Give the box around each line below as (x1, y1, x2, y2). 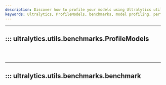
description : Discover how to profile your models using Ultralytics (5, 7, 152, 12)
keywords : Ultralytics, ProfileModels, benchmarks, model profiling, (5, 12, 152, 17)
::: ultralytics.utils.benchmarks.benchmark (5, 72, 141, 80)
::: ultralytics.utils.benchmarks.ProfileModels (5, 34, 149, 43)
